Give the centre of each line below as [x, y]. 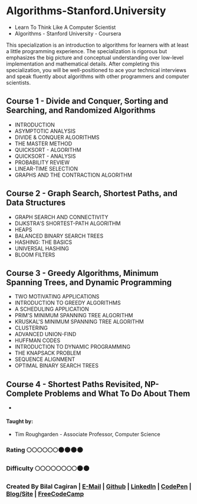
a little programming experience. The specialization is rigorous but [86, 51]
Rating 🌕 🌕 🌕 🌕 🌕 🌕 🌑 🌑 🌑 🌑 [45, 450]
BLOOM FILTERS [35, 255]
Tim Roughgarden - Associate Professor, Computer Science [87, 434]
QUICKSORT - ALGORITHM [48, 149]
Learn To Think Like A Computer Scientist [65, 27]
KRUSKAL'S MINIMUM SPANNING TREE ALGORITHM [79, 322]
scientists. [19, 82]
